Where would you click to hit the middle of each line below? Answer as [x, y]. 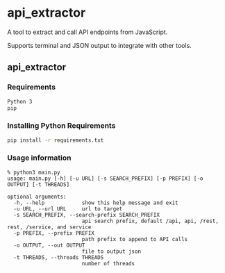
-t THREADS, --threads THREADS [59, 257]
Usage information [39, 158]
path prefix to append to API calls [135, 239]
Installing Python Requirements [61, 126]
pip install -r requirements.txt [56, 140]
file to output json [111, 251]
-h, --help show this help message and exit [96, 203]
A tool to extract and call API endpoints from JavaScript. [87, 32]
